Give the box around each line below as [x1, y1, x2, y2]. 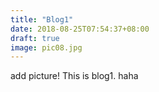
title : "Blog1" [10, 14, 74, 25]
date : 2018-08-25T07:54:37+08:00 [10, 24, 150, 34]
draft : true [10, 33, 60, 43]
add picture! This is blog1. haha [10, 70, 139, 82]
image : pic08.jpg [10, 42, 83, 53]
